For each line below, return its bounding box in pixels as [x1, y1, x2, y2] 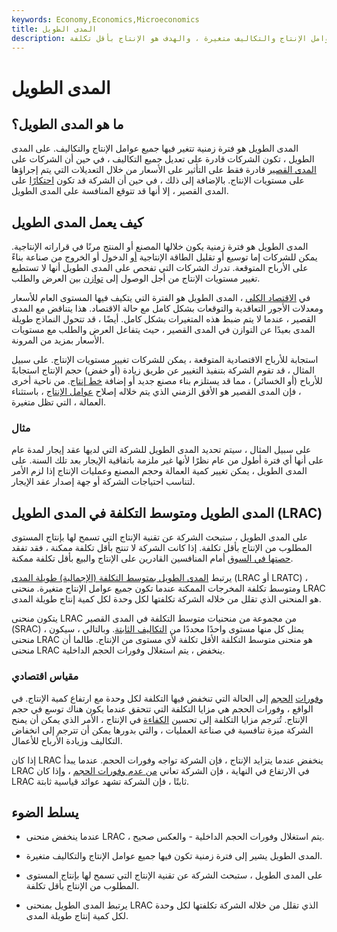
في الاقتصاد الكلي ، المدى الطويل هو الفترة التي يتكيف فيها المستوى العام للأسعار [11, 292, 311, 304]
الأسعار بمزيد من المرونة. [11, 334, 105, 346]
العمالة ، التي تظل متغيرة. [11, 396, 107, 408]
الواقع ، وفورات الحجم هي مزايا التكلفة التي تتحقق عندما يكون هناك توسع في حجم [11, 702, 314, 715]
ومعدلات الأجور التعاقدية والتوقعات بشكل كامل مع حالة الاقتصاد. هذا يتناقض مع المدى [11, 302, 324, 315]
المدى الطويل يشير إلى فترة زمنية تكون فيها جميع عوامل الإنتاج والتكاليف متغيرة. [25, 850, 323, 862]
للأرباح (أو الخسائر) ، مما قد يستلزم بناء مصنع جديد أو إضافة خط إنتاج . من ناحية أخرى [11, 375, 323, 387]
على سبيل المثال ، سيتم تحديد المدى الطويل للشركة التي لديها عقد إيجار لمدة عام [11, 444, 312, 456]
